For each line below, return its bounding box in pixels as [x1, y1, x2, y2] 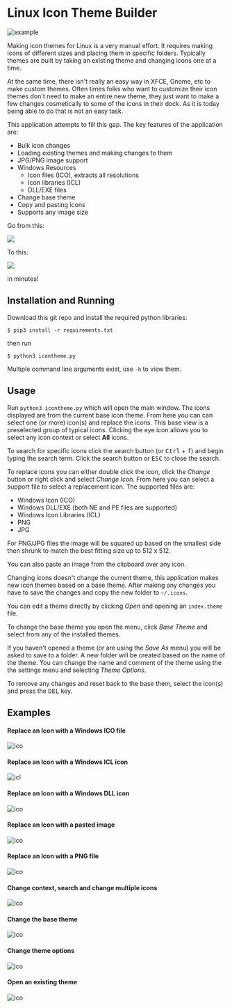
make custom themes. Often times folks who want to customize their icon [7, 84, 217, 93]
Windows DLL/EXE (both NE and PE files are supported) [17, 503, 178, 512]
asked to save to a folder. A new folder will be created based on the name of [7, 650, 226, 659]
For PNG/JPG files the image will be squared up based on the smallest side [7, 539, 222, 547]
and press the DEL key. [7, 687, 73, 695]
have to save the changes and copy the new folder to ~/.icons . [7, 588, 188, 597]
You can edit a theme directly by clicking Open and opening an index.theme [7, 602, 223, 610]
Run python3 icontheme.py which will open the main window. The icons [7, 403, 210, 412]
